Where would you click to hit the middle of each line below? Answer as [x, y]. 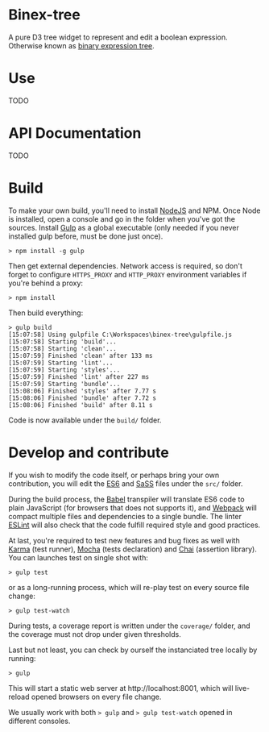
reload [19, 697]
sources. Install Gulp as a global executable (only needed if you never [124, 227]
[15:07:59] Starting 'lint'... [61, 363]
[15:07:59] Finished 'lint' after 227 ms [79, 376]
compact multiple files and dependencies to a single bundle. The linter [125, 516]
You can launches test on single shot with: [79, 557]
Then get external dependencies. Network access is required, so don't [126, 266]
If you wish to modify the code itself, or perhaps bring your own [114, 475]
